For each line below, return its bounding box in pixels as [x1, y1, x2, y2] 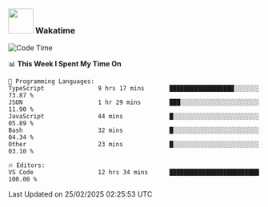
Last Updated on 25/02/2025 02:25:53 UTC [8, 189, 153, 199]
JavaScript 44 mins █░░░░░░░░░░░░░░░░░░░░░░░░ [8, 113, 260, 121]
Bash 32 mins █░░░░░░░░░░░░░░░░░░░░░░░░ [8, 126, 260, 135]
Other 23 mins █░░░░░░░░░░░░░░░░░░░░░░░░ [8, 141, 260, 149]
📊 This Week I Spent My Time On [8, 59, 122, 69]
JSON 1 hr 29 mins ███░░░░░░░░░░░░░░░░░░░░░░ [8, 98, 260, 107]
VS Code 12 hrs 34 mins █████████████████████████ [8, 169, 260, 177]
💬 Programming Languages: [8, 78, 94, 86]
